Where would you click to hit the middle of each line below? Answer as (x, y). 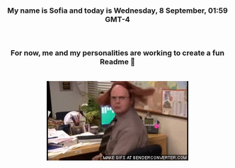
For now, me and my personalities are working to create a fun (117, 53)
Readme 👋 (117, 62)
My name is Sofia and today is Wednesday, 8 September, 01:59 (117, 11)
